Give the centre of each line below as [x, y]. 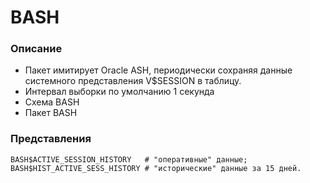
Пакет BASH [51, 113]
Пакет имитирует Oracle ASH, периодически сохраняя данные [158, 70]
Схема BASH [52, 102]
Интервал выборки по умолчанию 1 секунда [119, 92]
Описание [36, 49]
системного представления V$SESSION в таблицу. [133, 81]
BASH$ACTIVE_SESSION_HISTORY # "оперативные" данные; [129, 159]
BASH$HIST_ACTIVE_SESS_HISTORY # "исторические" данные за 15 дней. [156, 168]
